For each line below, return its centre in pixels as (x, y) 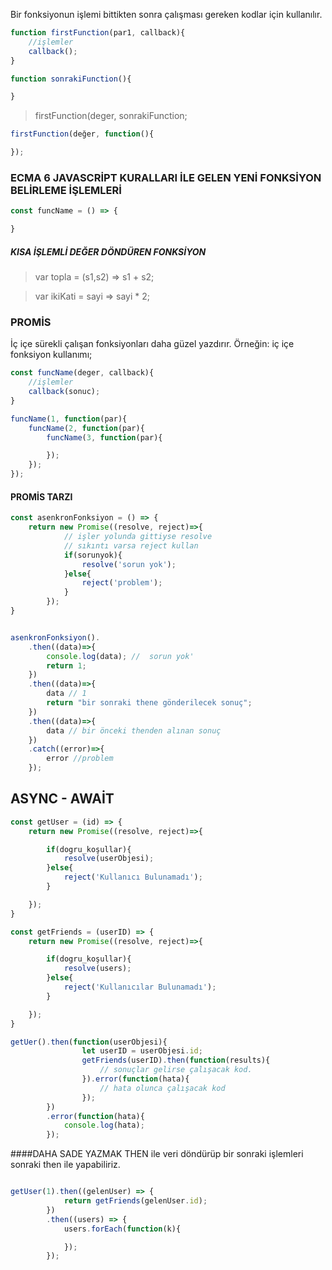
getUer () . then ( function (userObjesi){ (89, 1042)
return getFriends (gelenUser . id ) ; (135, 1201)
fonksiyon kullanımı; (51, 355)
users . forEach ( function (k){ (122, 1229)
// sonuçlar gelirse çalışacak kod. (176, 1070)
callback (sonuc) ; (64, 392)
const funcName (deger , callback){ (82, 373)
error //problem (80, 759)
